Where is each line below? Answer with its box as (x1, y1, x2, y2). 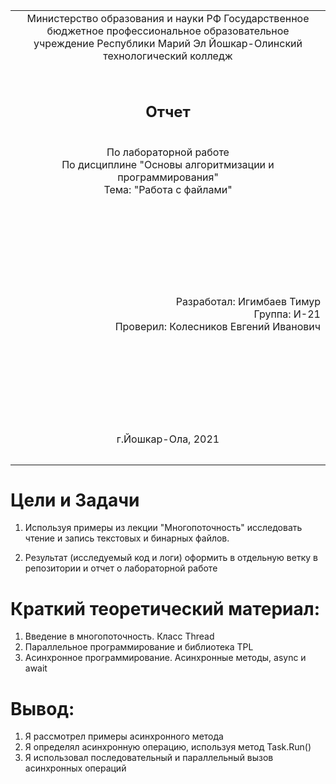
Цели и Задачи (10, 489, 140, 511)
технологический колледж (103, 49, 233, 63)
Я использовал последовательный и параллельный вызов (24, 752, 274, 764)
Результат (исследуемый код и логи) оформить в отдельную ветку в (24, 552, 318, 564)
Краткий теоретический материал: (10, 597, 321, 620)
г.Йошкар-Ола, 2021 (116, 432, 220, 446)
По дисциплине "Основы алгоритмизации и (61, 158, 275, 172)
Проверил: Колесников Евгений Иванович (114, 320, 321, 333)
